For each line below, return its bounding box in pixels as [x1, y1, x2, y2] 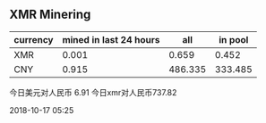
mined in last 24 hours [62, 33, 160, 45]
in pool [219, 33, 249, 45]
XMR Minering [9, 7, 91, 22]
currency [13, 33, 54, 45]
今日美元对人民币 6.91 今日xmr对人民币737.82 [9, 86, 177, 97]
